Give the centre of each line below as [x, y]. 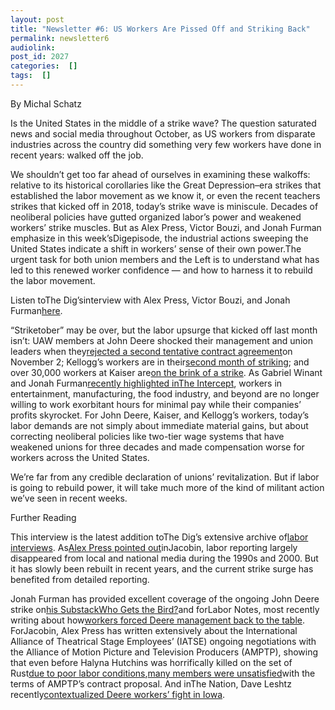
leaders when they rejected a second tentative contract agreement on [151, 351]
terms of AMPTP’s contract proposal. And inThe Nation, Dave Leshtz [151, 683]
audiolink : [33, 47]
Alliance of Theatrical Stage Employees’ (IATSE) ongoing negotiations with [163, 641]
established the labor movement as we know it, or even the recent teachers [165, 195]
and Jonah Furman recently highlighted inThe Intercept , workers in [146, 383]
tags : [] [31, 76]
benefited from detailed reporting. [80, 579]
